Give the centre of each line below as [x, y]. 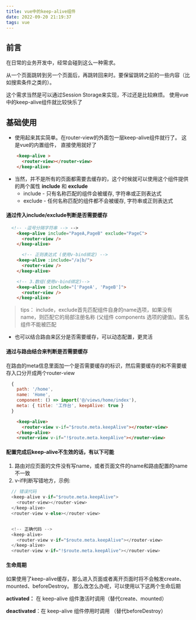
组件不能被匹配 [38, 325]
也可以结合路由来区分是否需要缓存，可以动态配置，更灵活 [83, 337]
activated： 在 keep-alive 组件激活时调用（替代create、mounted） [87, 599]
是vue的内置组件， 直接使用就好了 [56, 145]
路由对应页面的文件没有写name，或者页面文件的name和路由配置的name [101, 466]
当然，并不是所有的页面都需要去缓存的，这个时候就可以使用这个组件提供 [101, 178]
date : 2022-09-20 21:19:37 [39, 17]
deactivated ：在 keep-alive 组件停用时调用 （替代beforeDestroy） [86, 611]
